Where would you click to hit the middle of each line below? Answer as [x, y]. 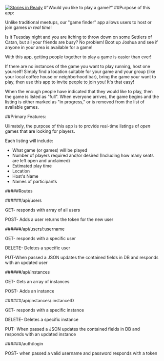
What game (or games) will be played [50, 150]
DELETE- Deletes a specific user [38, 248]
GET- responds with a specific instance [45, 310]
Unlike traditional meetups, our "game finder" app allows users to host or [79, 22]
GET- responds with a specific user [41, 238]
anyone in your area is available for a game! [49, 47]
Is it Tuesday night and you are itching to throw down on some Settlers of [79, 37]
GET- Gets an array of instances [37, 281]
